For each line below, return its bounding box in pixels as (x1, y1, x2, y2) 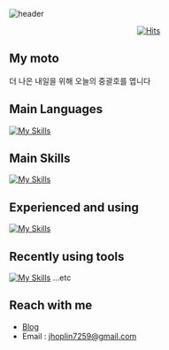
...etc (52, 272, 72, 283)
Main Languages (9, 102, 104, 117)
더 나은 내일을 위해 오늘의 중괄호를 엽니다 (9, 75, 151, 86)
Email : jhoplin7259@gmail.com (21, 331, 137, 341)
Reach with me (9, 298, 93, 313)
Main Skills (9, 151, 71, 166)
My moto (9, 51, 59, 66)
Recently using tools (9, 248, 125, 264)
